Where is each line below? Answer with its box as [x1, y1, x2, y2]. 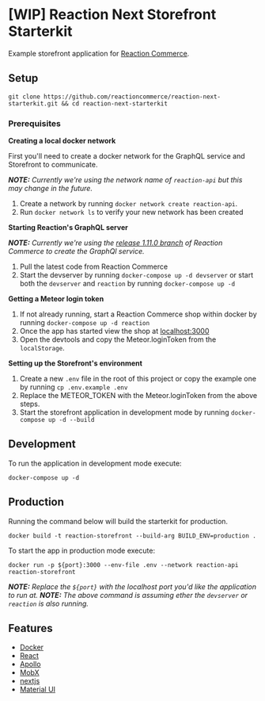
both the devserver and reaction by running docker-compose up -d [19, 279, 236, 289]
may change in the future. [8, 184, 93, 193]
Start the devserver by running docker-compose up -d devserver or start [19, 270, 254, 280]
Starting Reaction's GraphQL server [8, 223, 128, 232]
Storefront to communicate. [8, 160, 98, 170]
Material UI [19, 684, 56, 695]
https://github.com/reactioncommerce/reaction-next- [43, 93, 221, 101]
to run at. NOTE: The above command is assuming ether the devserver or [8, 590, 248, 599]
